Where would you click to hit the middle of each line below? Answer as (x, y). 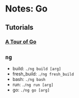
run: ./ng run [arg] (33, 85)
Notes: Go (26, 9)
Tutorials (19, 27)
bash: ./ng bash (29, 79)
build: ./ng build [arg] (37, 69)
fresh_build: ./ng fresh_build (43, 74)
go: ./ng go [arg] (31, 90)
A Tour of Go (21, 42)
